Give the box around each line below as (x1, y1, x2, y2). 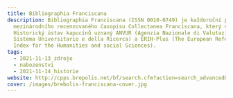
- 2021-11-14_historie (13, 68, 79, 75)
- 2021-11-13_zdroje (13, 55, 73, 62)
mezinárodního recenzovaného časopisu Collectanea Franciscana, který (13, 23, 222, 30)
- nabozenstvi (13, 61, 54, 68)
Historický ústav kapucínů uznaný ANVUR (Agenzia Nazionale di (13, 29, 200, 37)
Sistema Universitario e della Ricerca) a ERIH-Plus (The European (13, 36, 213, 43)
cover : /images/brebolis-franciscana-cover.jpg (7, 81, 148, 88)
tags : (7, 49, 23, 56)
